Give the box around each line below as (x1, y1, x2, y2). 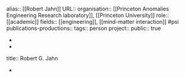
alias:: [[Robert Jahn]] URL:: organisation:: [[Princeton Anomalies (6, 5, 169, 12)
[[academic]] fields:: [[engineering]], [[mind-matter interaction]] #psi (6, 18, 179, 25)
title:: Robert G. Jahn (6, 55, 58, 62)
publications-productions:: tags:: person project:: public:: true (6, 24, 161, 32)
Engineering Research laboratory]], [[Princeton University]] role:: (6, 12, 169, 19)
